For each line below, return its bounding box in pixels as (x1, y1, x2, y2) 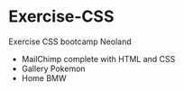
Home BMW (21, 72, 67, 83)
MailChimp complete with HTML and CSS (21, 53, 176, 64)
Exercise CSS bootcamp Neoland (8, 36, 132, 47)
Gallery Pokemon (21, 63, 87, 74)
